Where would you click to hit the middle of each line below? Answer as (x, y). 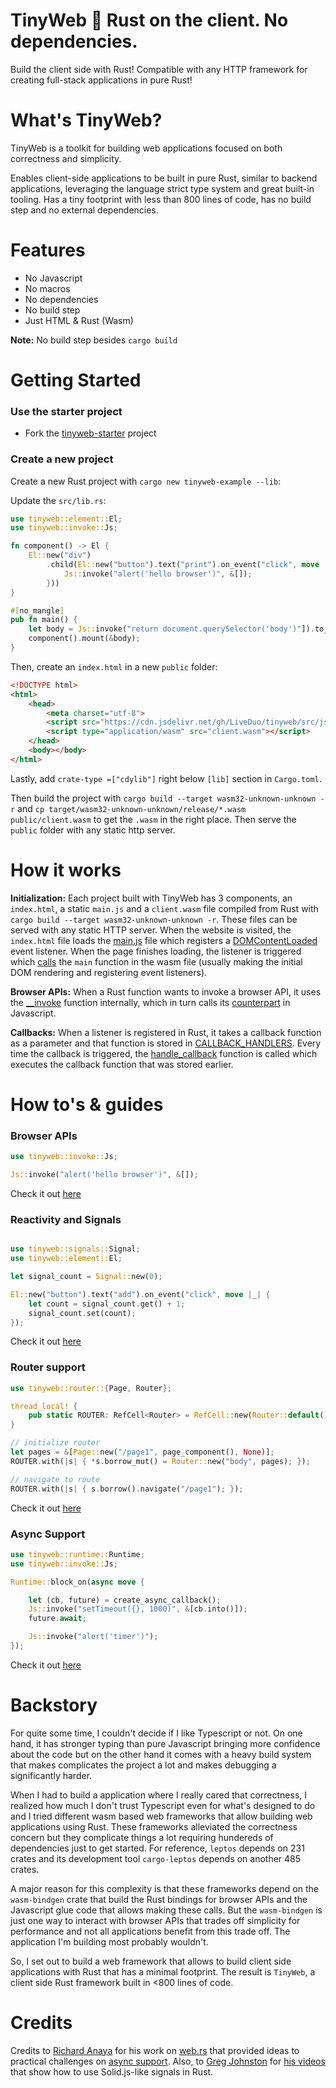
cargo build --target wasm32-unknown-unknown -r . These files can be (154, 919)
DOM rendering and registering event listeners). (109, 972)
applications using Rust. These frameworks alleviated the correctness (154, 1826)
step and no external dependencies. (84, 210)
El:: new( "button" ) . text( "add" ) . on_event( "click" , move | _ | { (140, 1294)
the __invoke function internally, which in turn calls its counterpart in (150, 1002)
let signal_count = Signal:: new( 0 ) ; (86, 1277)
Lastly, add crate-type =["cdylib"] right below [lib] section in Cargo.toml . (166, 778)
